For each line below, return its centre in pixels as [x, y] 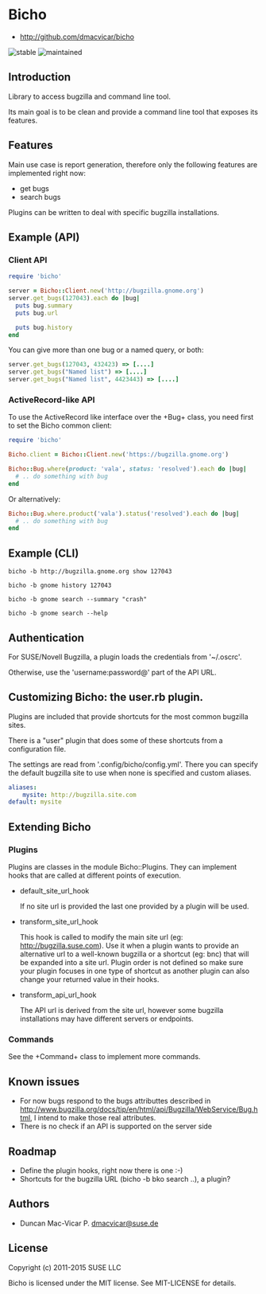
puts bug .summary [44, 305]
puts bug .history [44, 327]
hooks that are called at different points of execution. [94, 876]
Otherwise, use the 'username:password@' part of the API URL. [112, 672]
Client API [28, 260]
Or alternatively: [35, 498]
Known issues [44, 1082]
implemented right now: [47, 173]
